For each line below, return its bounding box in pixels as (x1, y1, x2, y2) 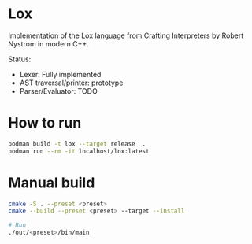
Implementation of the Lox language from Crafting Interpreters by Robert (8, 31, 244, 40)
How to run (8, 114, 82, 132)
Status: (8, 54, 31, 64)
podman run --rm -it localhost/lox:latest (8, 147, 150, 155)
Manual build (8, 174, 95, 191)
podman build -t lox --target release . (8, 139, 146, 148)
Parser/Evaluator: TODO (19, 86, 98, 95)
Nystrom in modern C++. (8, 39, 89, 48)
